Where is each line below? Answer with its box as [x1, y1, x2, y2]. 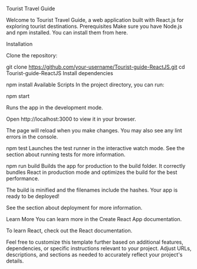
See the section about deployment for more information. [6, 204, 143, 211]
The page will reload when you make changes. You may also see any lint [6, 127, 182, 134]
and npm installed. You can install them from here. [6, 29, 128, 36]
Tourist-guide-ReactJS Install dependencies [6, 70, 113, 76]
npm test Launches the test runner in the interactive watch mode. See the [6, 145, 185, 151]
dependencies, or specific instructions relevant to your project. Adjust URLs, [6, 245, 192, 252]
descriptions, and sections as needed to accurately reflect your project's [6, 251, 183, 258]
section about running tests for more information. [6, 151, 126, 158]
